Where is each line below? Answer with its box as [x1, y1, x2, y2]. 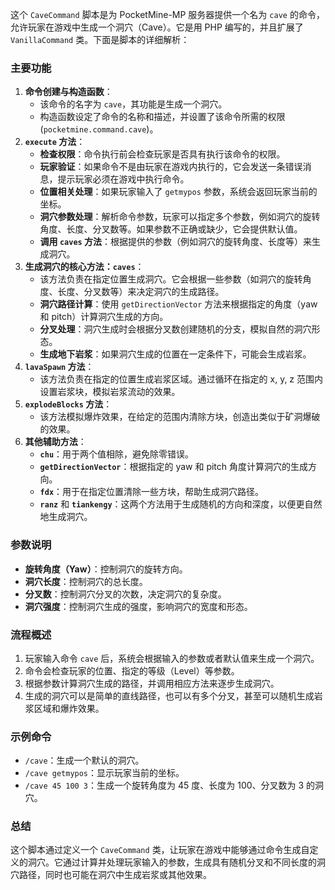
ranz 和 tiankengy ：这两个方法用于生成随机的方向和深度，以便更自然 [39, 498, 323, 510]
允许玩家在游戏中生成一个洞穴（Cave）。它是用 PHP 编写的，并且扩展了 [10, 21, 304, 33]
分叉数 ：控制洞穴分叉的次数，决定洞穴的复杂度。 [24, 588, 227, 600]
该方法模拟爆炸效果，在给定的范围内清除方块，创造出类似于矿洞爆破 [39, 411, 321, 423]
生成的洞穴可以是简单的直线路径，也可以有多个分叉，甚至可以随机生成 [24, 689, 315, 702]
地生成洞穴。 [39, 511, 93, 523]
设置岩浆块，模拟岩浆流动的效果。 [39, 386, 181, 398]
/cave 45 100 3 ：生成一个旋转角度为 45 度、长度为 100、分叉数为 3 [24, 779, 305, 792]
